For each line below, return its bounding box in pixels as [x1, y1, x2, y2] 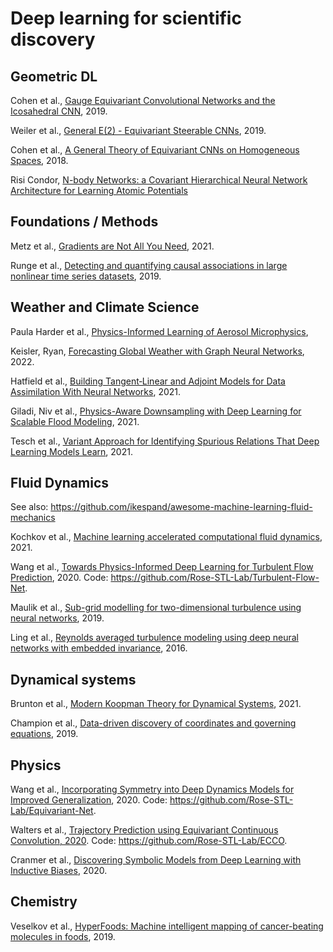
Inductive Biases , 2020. [10, 865, 108, 877]
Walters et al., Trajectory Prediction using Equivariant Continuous [10, 824, 279, 836]
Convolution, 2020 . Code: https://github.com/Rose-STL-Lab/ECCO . [10, 835, 288, 847]
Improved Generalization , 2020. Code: [10, 794, 168, 806]
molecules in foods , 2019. [10, 930, 116, 942]
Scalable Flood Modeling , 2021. [10, 415, 140, 427]
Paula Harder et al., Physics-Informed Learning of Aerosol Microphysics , [10, 325, 309, 337]
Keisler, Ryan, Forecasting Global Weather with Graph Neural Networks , [10, 345, 305, 357]
